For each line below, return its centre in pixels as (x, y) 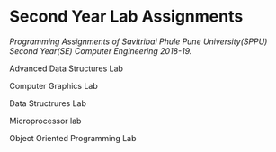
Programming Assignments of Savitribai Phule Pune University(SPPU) (138, 41)
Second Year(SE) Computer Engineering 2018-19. (101, 50)
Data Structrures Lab (48, 103)
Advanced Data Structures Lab (67, 68)
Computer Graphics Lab (54, 85)
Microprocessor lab (45, 121)
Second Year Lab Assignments (126, 17)
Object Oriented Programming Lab (73, 138)
